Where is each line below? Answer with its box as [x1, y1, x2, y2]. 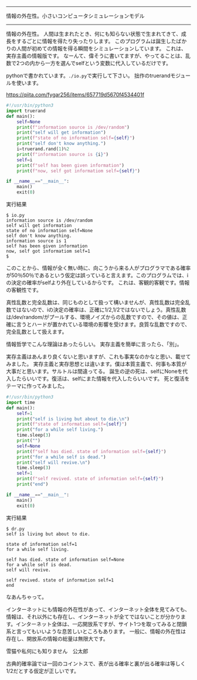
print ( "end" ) [16, 481, 49, 487]
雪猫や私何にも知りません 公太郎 [6, 647, 89, 654]
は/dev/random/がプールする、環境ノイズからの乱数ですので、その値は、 [6, 314, 183, 320]
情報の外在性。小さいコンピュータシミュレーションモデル [6, 12, 145, 19]
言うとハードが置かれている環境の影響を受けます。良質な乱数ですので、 [16, 321, 191, 328]
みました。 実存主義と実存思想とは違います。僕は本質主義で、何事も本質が [6, 361, 186, 367]
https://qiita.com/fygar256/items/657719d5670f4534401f [6, 91, 145, 98]
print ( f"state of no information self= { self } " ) [16, 135, 135, 141]
